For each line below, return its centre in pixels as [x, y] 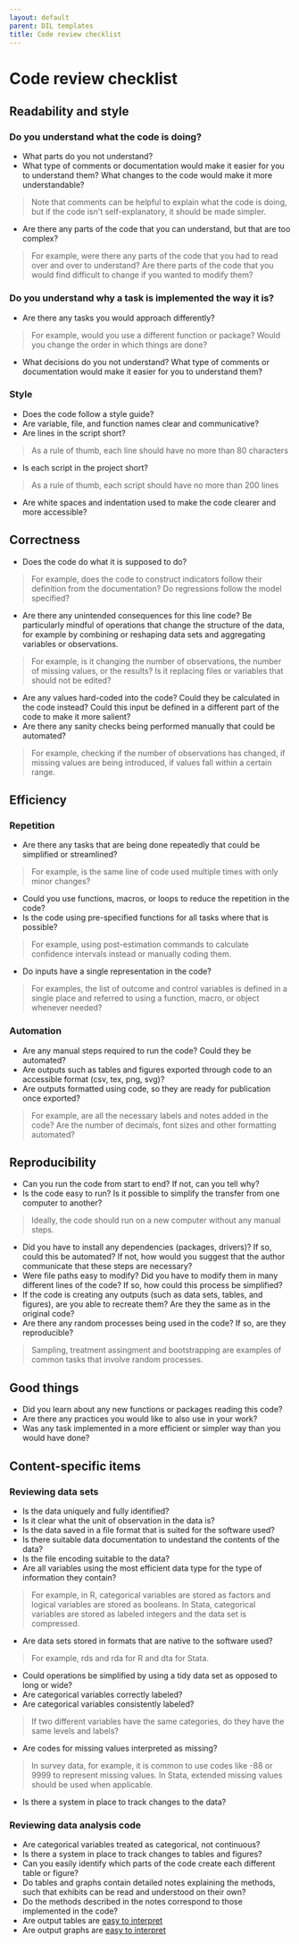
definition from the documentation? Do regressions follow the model [157, 588]
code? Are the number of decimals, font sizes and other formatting [154, 1125]
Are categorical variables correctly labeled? [102, 1694]
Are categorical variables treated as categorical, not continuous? [141, 1845]
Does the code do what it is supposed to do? [104, 561]
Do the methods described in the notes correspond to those [132, 1902]
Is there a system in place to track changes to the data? [124, 1802]
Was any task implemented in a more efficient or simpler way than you [151, 1428]
